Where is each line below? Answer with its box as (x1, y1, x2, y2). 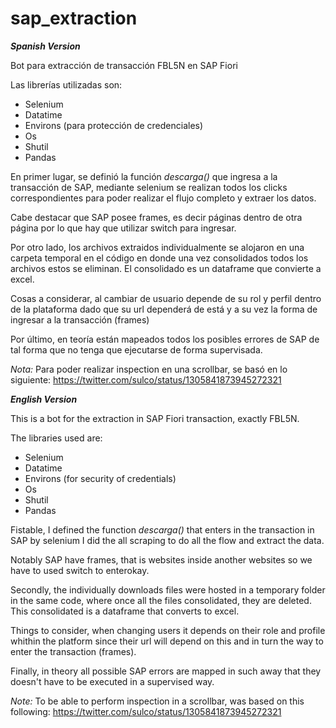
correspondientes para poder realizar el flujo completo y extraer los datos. (10, 192, 317, 204)
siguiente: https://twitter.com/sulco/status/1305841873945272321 (10, 373, 282, 386)
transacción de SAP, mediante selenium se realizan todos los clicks (10, 181, 288, 193)
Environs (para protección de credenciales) (24, 119, 204, 131)
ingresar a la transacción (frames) (10, 313, 150, 326)
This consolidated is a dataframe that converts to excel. (10, 605, 240, 617)
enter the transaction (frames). (10, 645, 137, 657)
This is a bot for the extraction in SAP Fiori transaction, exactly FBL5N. (10, 412, 300, 424)
